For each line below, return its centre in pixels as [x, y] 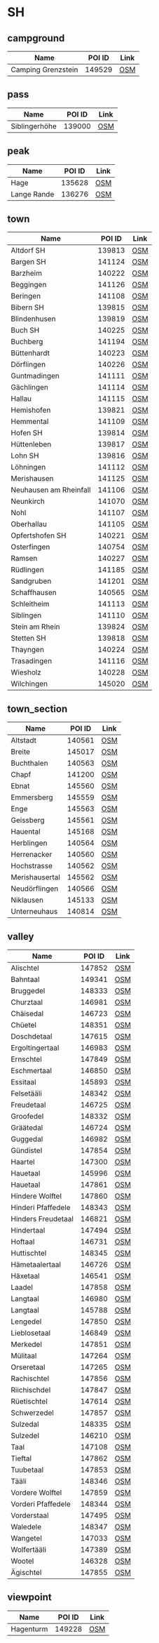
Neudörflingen [35, 889]
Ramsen [24, 559]
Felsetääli [26, 1093]
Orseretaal [28, 1367]
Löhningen [28, 467]
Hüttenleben [31, 444]
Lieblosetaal [31, 1333]
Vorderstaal [30, 1515]
